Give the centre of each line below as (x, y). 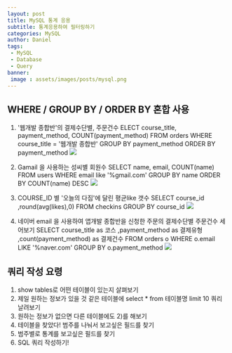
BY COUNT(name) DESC (53, 184)
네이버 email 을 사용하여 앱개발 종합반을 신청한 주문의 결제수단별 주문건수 (118, 222)
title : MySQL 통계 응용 (39, 20)
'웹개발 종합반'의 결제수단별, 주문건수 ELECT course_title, (97, 128)
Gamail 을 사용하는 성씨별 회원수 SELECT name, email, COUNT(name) (116, 167)
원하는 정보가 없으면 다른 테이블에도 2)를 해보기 (82, 316)
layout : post (26, 14)
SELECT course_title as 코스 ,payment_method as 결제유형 (120, 230)
